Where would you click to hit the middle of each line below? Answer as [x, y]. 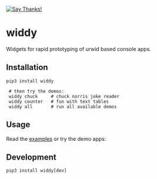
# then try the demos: [36, 91]
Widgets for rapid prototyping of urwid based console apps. [79, 49]
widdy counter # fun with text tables [59, 102]
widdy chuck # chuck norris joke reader [64, 96]
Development [31, 157]
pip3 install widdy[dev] [36, 171]
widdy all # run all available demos [63, 107]
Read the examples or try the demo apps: [56, 139]
